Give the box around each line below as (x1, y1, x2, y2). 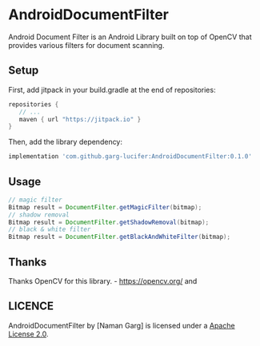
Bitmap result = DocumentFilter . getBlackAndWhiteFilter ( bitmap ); (8, 233, 230, 241)
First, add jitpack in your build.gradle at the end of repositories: (8, 85, 216, 94)
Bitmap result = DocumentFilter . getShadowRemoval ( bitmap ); (8, 218, 210, 226)
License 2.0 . (8, 329, 49, 339)
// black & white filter (8, 225, 91, 233)
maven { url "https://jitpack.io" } (18, 115, 142, 123)
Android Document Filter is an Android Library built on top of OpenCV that (8, 32, 252, 42)
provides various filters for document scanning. (8, 40, 165, 50)
